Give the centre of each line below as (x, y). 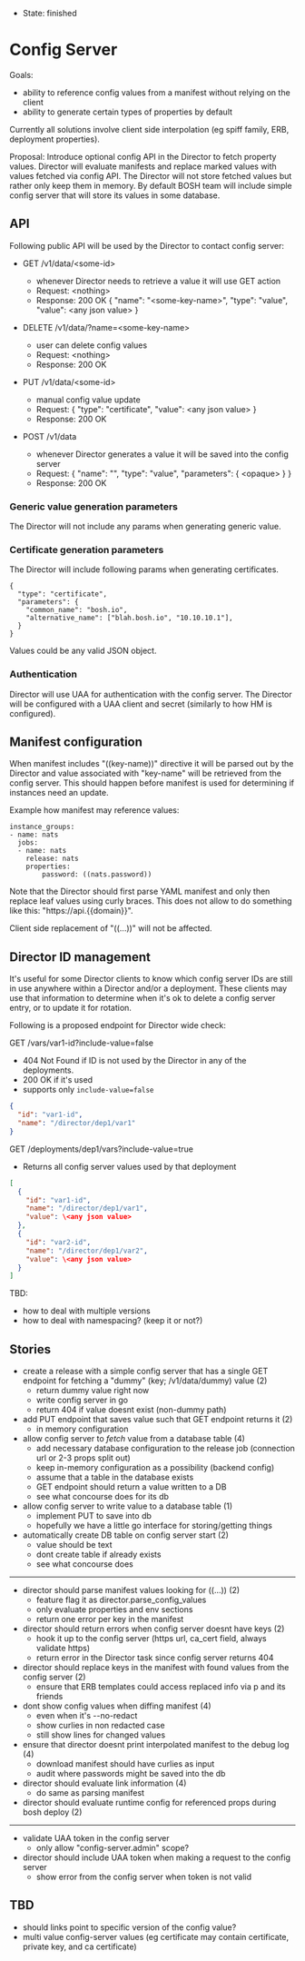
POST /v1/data (49, 436)
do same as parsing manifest (90, 1793)
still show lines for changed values (101, 1735)
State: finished (49, 13)
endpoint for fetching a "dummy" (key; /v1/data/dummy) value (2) (145, 1381)
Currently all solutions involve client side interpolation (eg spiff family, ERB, (149, 129)
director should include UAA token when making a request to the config (157, 1857)
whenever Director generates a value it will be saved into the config (162, 454)
